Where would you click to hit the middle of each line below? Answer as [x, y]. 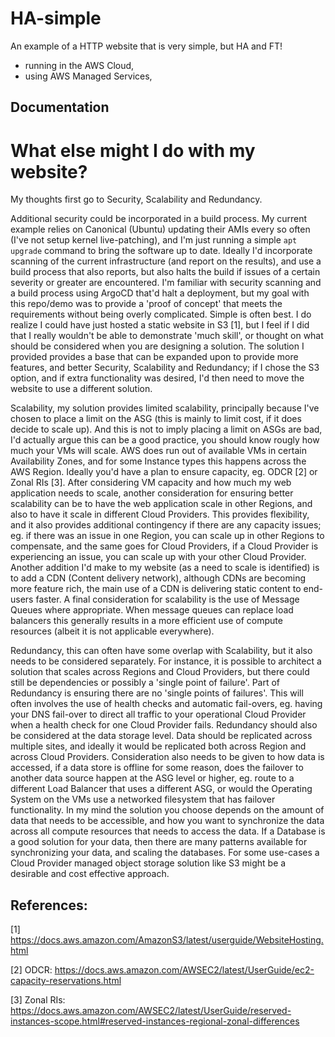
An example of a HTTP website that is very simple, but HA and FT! [146, 46]
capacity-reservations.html [66, 981]
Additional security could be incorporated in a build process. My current [159, 219]
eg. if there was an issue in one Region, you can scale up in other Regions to [167, 536]
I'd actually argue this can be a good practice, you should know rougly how [165, 440]
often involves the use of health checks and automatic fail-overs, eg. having [166, 704]
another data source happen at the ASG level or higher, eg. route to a [152, 778]
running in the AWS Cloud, [79, 65]
